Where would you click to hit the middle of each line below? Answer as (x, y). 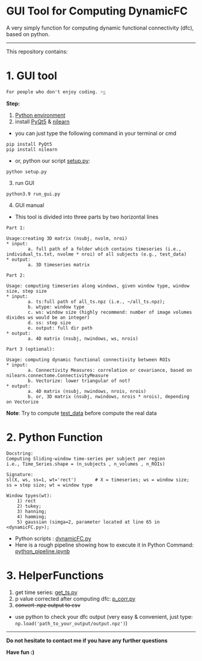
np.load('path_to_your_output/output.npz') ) (71, 623)
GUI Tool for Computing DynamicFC (97, 11)
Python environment (40, 115)
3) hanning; (32, 511)
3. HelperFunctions (55, 575)
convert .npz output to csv (48, 605)
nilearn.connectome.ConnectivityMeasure (58, 375)
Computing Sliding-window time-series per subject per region (86, 459)
